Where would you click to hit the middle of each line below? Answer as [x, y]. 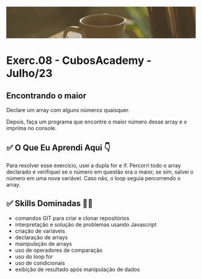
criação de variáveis [40, 231]
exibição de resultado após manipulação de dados [77, 269]
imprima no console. [32, 128]
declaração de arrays [41, 237]
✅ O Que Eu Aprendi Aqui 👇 [58, 148]
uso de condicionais [40, 263]
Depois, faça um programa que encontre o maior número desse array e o [97, 122]
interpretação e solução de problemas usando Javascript [86, 224]
